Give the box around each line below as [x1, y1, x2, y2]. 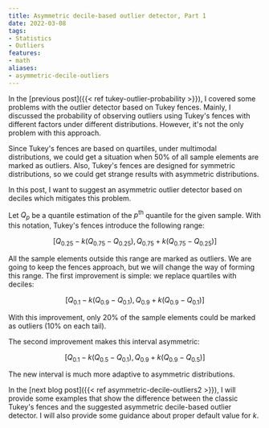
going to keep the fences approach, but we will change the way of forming [8, 262, 255, 272]
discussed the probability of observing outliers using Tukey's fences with [8, 110, 251, 121]
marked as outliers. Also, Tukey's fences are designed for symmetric [8, 160, 235, 170]
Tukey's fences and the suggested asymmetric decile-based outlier [8, 402, 232, 412]
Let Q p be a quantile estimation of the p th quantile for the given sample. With [8, 208, 261, 222]
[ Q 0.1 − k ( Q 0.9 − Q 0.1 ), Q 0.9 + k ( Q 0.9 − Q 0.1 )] [65, 294, 205, 307]
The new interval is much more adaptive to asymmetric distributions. [8, 369, 235, 379]
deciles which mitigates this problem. [8, 193, 132, 203]
